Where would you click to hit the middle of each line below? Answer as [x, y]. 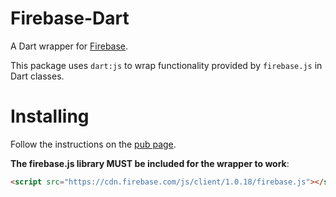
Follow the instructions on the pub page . [93, 144]
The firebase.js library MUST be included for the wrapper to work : [150, 163]
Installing [50, 116]
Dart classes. [37, 76]
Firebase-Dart [70, 18]
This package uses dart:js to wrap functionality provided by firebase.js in [166, 65]
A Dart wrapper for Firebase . [69, 46]
